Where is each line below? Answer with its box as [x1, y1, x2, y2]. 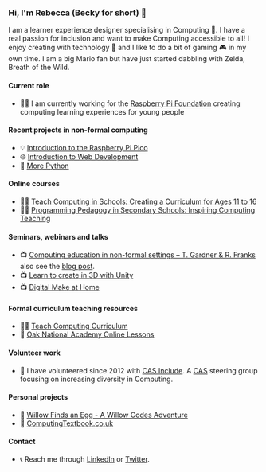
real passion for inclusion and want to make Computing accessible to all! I [8, 33, 249, 43]
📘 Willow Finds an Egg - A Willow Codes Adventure [19, 410, 189, 419]
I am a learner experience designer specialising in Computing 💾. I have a [8, 25, 245, 35]
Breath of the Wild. [8, 63, 70, 72]
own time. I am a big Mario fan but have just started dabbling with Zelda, [8, 54, 245, 64]
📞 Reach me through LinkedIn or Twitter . [19, 454, 150, 464]
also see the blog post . [19, 262, 96, 271]
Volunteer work [8, 348, 61, 357]
